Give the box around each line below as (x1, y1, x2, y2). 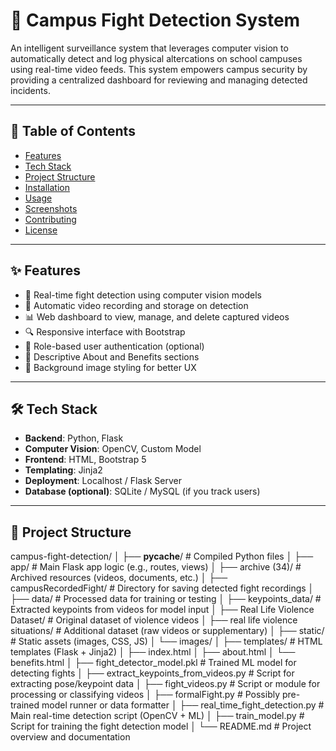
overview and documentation (10, 731, 131, 743)
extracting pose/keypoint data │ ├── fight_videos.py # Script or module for (10, 678, 321, 690)
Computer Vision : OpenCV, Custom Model (24, 443, 202, 455)
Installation (24, 181, 71, 193)
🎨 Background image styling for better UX (24, 361, 197, 373)
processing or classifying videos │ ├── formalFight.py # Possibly (10, 689, 281, 701)
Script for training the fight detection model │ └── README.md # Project (10, 720, 312, 733)
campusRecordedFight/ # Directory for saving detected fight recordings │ (10, 582, 315, 594)
